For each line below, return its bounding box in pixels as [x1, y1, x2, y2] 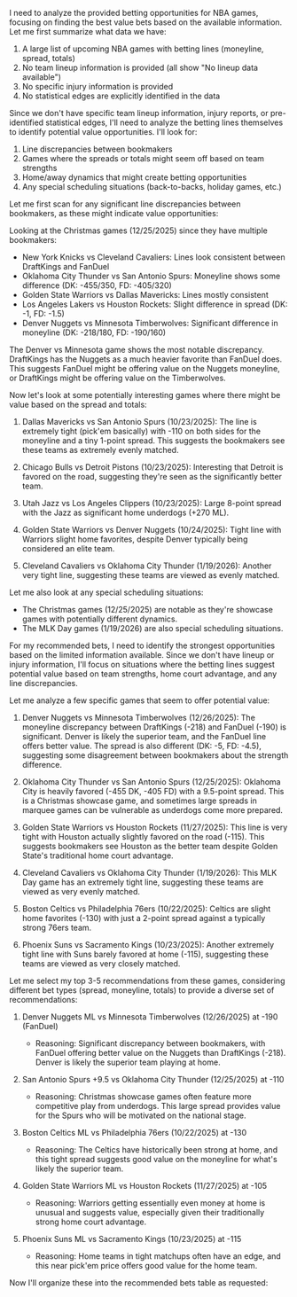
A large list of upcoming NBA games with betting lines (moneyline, [21, 43, 264, 54]
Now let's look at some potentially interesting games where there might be [9, 390, 281, 400]
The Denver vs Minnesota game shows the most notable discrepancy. [9, 345, 264, 355]
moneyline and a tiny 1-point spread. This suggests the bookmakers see [21, 435, 285, 446]
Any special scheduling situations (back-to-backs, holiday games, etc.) [21, 182, 282, 191]
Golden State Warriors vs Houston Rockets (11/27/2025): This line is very [21, 822, 288, 832]
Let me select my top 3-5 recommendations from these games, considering [9, 975, 285, 986]
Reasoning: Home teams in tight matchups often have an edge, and [35, 1251, 281, 1262]
